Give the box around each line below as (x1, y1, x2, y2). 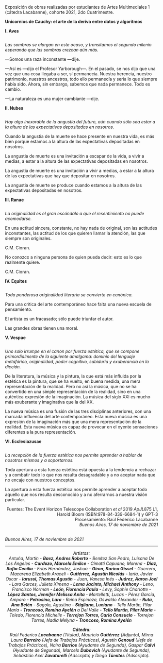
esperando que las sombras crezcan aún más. (5, 47, 98, 52)
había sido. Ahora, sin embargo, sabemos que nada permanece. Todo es (5, 81, 150, 87)
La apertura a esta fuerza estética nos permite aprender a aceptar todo (5, 487, 147, 492)
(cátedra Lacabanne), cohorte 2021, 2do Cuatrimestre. (5, 9, 114, 15)
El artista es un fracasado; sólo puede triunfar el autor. (5, 316, 114, 322)
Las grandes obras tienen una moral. (5, 325, 79, 331)
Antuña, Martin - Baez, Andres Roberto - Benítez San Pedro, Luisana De (8, 556, 155, 561)
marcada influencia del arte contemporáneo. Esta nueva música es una (5, 414, 147, 419)
